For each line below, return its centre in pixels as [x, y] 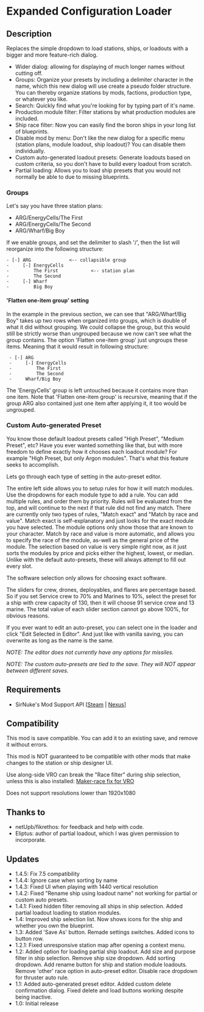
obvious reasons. [28, 615]
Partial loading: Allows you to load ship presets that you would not [98, 170]
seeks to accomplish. [33, 464]
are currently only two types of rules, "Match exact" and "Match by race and [102, 514]
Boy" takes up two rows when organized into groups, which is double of [97, 320]
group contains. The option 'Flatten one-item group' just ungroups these [97, 340]
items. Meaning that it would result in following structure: [78, 346]
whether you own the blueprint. [55, 926]
